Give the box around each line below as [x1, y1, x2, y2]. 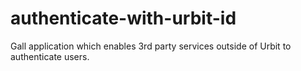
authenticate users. [10, 50, 90, 62]
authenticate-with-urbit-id [10, 7, 237, 30]
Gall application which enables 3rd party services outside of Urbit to [10, 40, 292, 52]
